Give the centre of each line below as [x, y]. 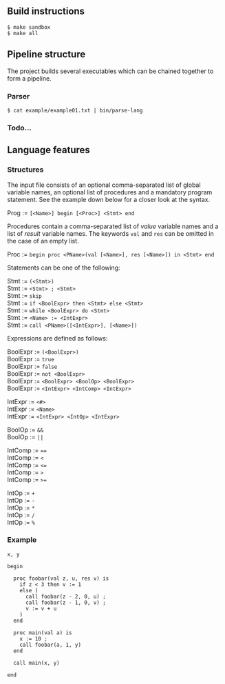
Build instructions [46, 11]
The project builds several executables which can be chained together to [110, 71]
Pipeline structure [46, 54]
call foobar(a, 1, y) [50, 645]
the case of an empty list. [43, 241]
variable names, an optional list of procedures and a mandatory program [110, 192]
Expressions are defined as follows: [57, 338]
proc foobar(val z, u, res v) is [61, 579]
